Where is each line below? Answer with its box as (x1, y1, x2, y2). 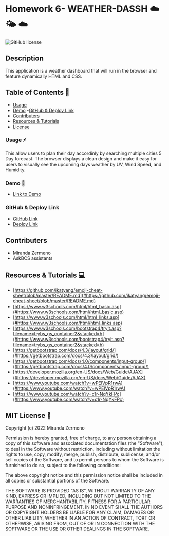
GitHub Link (12, 216, 38, 222)
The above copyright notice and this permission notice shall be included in (5, 472, 163, 478)
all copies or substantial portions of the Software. (5, 477, 109, 484)
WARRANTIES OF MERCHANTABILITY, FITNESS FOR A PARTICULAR (5, 498, 151, 505)
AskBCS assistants (12, 255, 53, 261)
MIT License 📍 (5, 411, 51, 420)
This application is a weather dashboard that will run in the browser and (5, 67, 157, 74)
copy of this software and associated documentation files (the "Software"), (5, 440, 164, 446)
